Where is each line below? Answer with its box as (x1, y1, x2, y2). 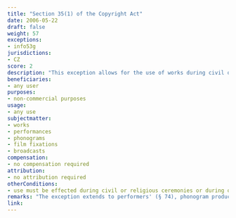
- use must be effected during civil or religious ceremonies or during (7, 187, 225, 194)
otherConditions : (7, 180, 58, 187)
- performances (7, 128, 52, 135)
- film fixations (7, 141, 58, 148)
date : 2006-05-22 (7, 17, 58, 24)
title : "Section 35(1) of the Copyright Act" (7, 10, 143, 18)
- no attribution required (7, 174, 86, 181)
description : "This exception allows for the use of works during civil (7, 69, 225, 76)
